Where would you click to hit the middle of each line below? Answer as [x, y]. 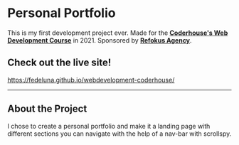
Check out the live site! [59, 63]
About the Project [47, 109]
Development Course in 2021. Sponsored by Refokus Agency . [100, 40]
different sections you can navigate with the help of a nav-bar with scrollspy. [119, 134]
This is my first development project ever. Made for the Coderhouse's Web [118, 33]
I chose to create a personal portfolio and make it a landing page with [109, 126]
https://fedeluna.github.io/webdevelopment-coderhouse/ [91, 80]
